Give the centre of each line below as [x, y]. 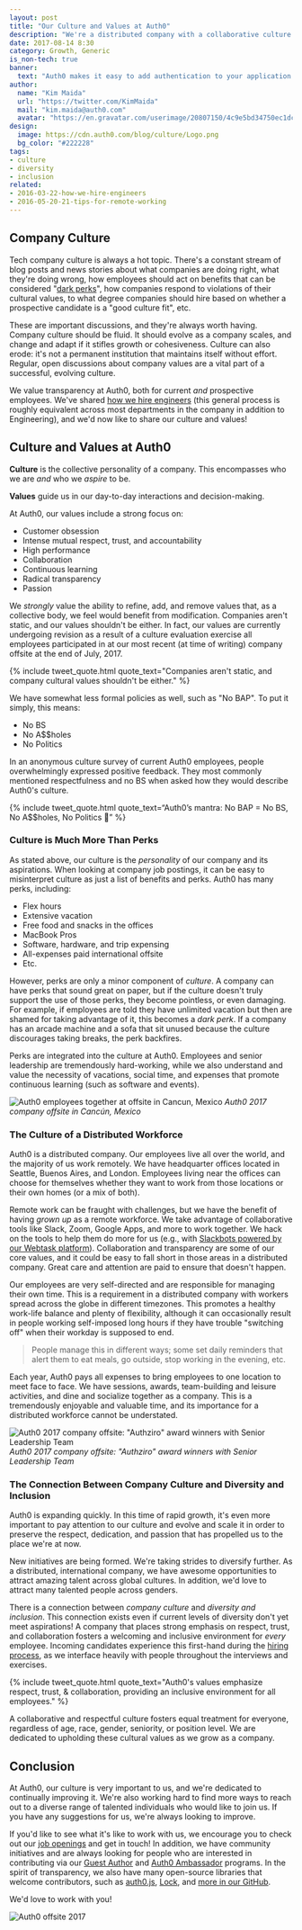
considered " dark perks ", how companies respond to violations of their [140, 288]
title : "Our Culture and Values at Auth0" [90, 26]
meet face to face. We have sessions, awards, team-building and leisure [143, 1387]
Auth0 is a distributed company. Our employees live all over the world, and [147, 1154]
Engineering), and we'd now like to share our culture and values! [129, 418]
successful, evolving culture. [62, 373]
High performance [56, 550]
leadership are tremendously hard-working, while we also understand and [146, 1065]
